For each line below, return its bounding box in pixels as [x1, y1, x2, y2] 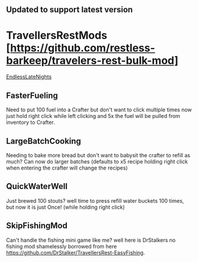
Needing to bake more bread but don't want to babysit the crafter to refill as [6, 151, 190, 159]
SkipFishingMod [6, 221, 68, 231]
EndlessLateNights [6, 74, 52, 81]
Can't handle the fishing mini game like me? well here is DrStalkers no [6, 237, 176, 244]
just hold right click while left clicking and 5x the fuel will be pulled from [6, 113, 180, 120]
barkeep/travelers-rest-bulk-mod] [6, 53, 178, 67]
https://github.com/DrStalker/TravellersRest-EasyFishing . [6, 249, 145, 256]
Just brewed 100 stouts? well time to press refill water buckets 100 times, [6, 197, 184, 204]
